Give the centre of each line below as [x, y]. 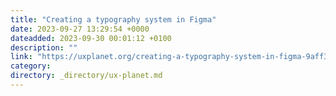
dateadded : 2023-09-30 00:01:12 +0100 [91, 38]
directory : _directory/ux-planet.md [86, 76]
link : [21, 57]
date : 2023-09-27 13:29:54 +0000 [80, 29]
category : [31, 66]
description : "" [44, 47]
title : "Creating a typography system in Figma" [113, 19]
